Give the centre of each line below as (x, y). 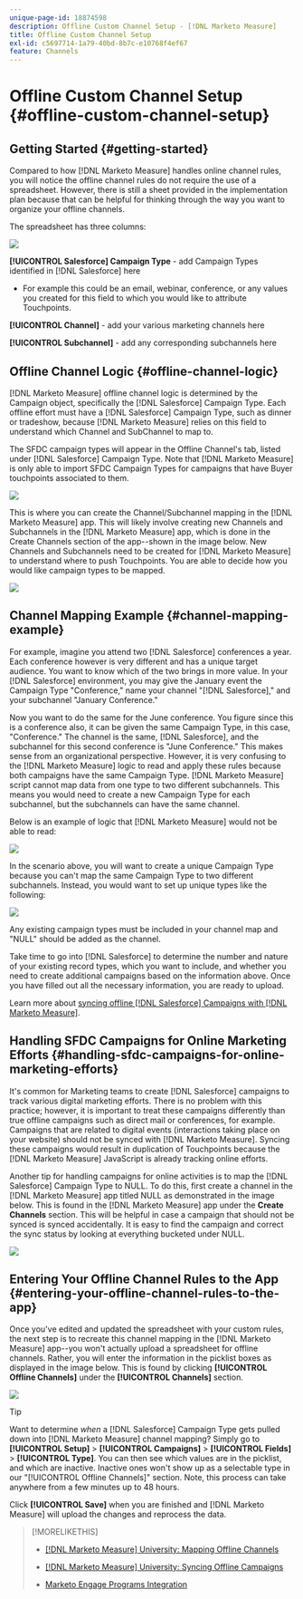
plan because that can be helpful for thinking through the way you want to (147, 199)
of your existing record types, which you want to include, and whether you (148, 966)
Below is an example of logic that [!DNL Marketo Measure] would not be (143, 822)
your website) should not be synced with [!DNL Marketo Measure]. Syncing (150, 1139)
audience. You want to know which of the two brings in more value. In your (149, 670)
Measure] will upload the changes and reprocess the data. (118, 1515)
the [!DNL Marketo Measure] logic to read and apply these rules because (146, 766)
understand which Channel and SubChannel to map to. (112, 431)
